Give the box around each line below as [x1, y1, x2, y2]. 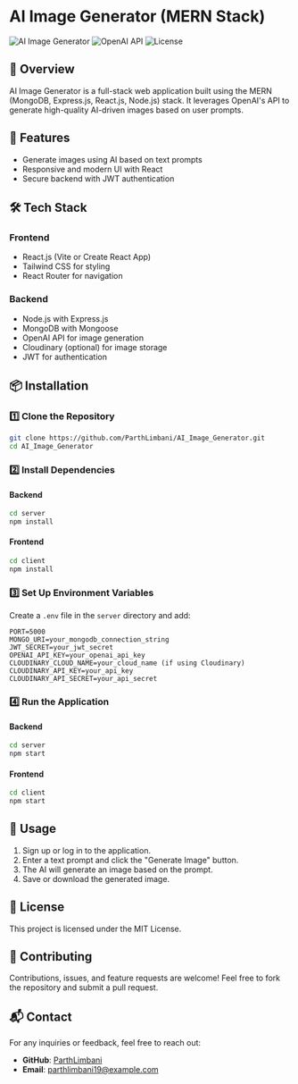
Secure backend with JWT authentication [21, 172, 175, 184]
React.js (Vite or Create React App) [21, 252, 152, 263]
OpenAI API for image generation [21, 332, 145, 343]
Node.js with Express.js [21, 313, 109, 324]
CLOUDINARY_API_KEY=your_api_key [9, 667, 134, 676]
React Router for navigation [21, 271, 123, 282]
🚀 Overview [9, 62, 75, 77]
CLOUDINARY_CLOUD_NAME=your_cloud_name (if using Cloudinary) [9, 659, 245, 668]
